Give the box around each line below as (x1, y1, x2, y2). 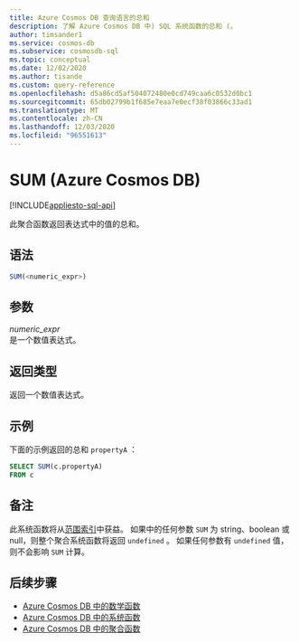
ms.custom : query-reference (9, 80, 116, 90)
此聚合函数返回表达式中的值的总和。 (9, 218, 145, 229)
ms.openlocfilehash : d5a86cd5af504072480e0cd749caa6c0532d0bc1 (9, 89, 253, 98)
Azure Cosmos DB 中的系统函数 (22, 612, 141, 623)
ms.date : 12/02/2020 (9, 64, 88, 73)
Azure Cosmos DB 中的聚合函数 (22, 623, 141, 634)
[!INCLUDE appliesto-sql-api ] (9, 200, 116, 211)
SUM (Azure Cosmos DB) (9, 170, 201, 191)
